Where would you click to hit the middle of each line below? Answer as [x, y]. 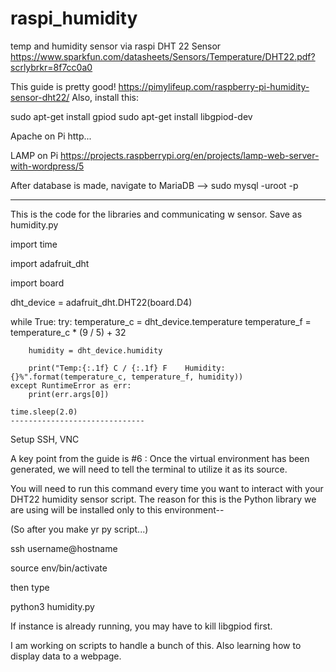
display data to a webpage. [66, 656]
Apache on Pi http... [51, 136]
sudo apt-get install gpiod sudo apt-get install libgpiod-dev [131, 116]
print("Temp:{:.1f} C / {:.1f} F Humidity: [127, 368]
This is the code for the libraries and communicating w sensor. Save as [156, 214]
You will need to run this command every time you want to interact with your [167, 488]
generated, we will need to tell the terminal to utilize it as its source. [149, 469]
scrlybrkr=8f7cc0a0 [51, 67]
